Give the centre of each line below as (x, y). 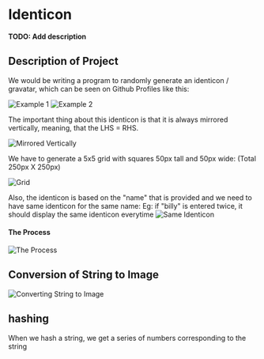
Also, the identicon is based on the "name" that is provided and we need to (130, 197)
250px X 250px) (34, 167)
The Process (29, 232)
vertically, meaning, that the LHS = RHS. (74, 127)
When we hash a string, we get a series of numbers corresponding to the (127, 338)
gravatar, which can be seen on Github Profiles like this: (99, 89)
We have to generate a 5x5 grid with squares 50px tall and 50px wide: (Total (132, 158)
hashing (29, 319)
